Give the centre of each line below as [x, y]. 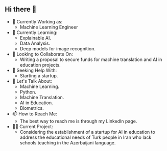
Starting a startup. [39, 75]
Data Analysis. [35, 43]
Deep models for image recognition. [57, 48]
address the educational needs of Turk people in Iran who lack [86, 137]
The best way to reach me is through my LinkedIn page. [78, 121]
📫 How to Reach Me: [34, 114]
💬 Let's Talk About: [32, 81]
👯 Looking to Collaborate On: [43, 54]
